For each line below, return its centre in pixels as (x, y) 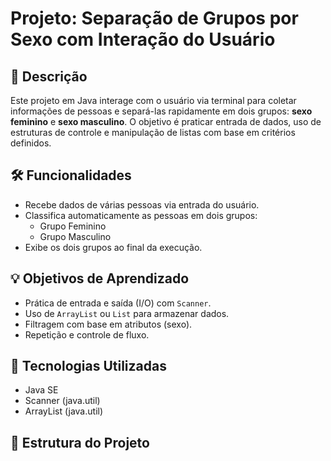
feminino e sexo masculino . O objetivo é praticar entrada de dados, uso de (166, 121)
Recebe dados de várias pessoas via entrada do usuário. (142, 204)
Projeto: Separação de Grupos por (154, 18)
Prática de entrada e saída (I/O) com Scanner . (118, 303)
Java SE (41, 390)
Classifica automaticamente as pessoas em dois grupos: (141, 215)
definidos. (31, 143)
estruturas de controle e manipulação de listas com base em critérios (153, 132)
